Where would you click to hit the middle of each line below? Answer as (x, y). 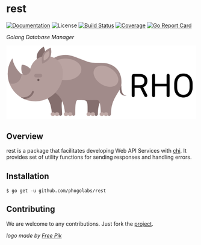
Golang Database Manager (40, 37)
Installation (28, 176)
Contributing (31, 209)
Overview (25, 136)
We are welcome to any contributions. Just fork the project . (80, 224)
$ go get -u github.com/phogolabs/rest (56, 191)
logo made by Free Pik (34, 235)
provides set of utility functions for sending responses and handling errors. (99, 157)
